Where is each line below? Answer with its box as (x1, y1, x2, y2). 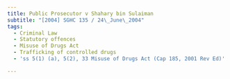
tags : (7, 23, 23, 30)
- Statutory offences (13, 36, 76, 43)
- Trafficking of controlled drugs (13, 49, 117, 56)
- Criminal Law (13, 29, 58, 37)
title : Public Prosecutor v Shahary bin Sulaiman (7, 10, 154, 17)
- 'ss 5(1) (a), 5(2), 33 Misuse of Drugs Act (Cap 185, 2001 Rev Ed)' (13, 55, 226, 62)
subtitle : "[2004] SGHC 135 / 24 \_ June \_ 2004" (7, 17, 145, 24)
